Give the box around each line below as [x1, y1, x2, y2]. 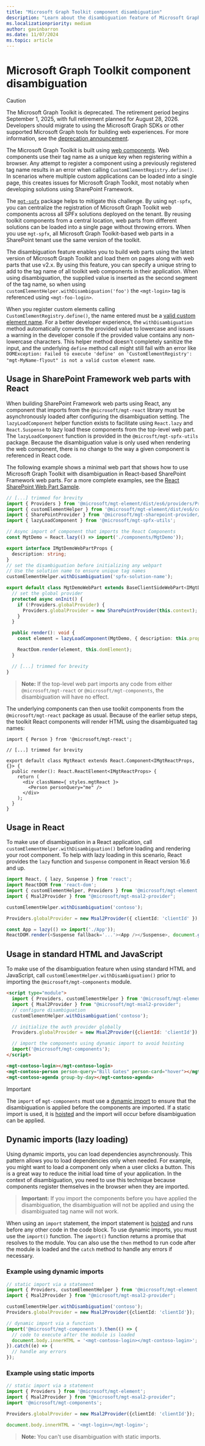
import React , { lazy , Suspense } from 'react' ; [6, 876, 132, 883]
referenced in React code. [6, 452, 72, 459]
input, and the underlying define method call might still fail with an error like [6, 344, 196, 351]
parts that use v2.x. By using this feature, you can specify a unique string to [6, 261, 197, 268]
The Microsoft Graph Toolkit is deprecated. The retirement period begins [6, 108, 189, 116]
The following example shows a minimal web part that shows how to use [6, 463, 189, 471]
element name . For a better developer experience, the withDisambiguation [6, 318, 193, 326]
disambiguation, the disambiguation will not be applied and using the [21, 1202, 194, 1209]
